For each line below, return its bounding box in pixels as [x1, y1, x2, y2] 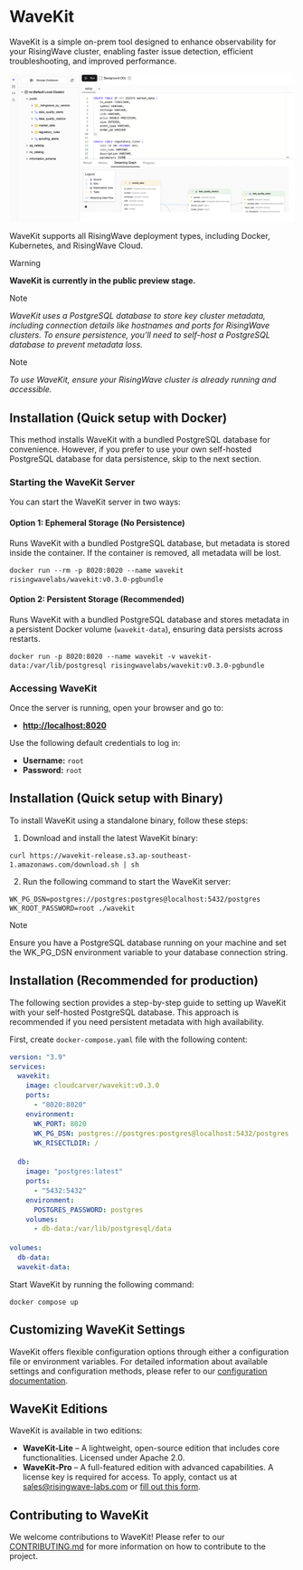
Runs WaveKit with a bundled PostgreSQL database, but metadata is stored [9, 537, 290, 549]
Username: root [22, 755, 84, 766]
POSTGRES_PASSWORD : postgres [33, 1205, 144, 1214]
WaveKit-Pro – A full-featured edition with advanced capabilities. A [22, 1462, 274, 1473]
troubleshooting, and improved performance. [9, 55, 177, 66]
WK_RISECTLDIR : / [33, 1138, 99, 1147]
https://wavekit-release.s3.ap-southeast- [29, 851, 193, 860]
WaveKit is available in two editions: [9, 1425, 143, 1436]
